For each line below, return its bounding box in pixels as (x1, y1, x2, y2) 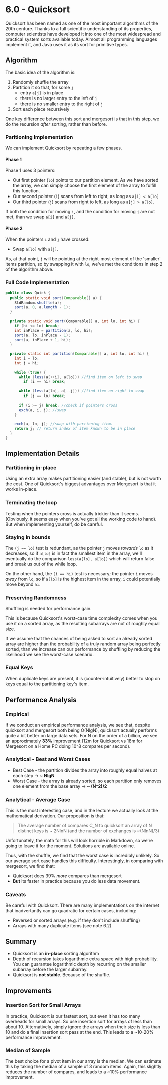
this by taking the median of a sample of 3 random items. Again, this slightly (5, 1064, 162, 1069)
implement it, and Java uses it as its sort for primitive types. (5, 41, 128, 47)
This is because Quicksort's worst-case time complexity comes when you (5, 615, 158, 621)
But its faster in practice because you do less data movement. (12, 878, 141, 884)
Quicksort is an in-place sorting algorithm (12, 951, 99, 957)
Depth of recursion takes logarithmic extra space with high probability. (12, 956, 158, 962)
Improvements (5, 987, 52, 995)
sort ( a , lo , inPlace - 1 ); (14, 333, 71, 338)
